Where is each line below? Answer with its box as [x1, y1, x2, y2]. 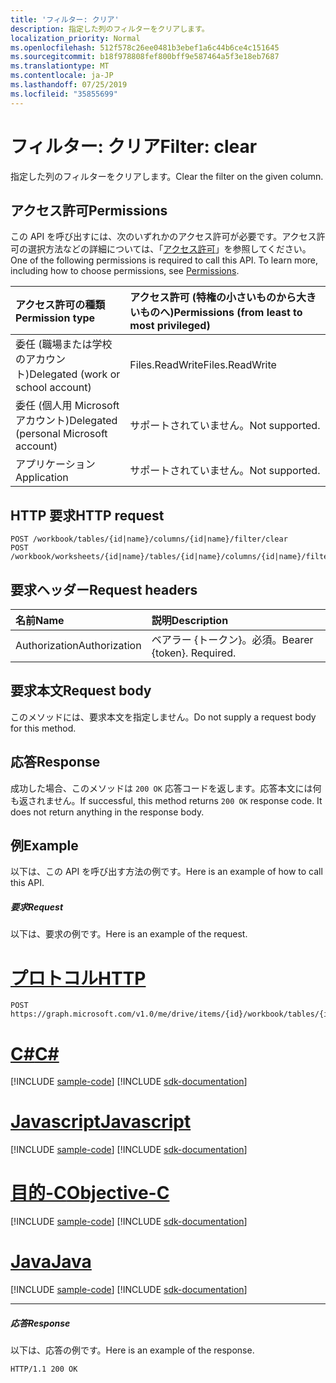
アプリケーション [15, 457, 96, 471]
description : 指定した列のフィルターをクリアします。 [10, 24, 210, 34]
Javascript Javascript [10, 1111, 192, 1133]
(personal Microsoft [15, 427, 108, 441]
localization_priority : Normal [10, 33, 141, 43]
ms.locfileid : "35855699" [10, 89, 118, 99]
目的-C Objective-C [10, 1182, 170, 1205]
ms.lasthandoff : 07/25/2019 [10, 80, 128, 90]
